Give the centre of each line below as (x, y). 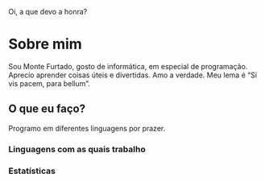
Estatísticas (32, 171)
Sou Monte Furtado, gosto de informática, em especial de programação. (128, 66)
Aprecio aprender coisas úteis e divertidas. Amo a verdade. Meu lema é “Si (133, 75)
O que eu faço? (47, 109)
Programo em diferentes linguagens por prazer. (87, 128)
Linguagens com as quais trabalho (77, 149)
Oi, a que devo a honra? (48, 12)
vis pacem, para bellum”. (49, 83)
